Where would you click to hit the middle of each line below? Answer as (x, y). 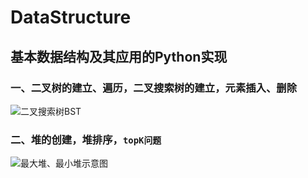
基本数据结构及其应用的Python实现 (119, 56)
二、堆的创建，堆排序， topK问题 (86, 139)
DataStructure (71, 17)
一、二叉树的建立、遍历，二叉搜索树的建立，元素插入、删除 (154, 88)
